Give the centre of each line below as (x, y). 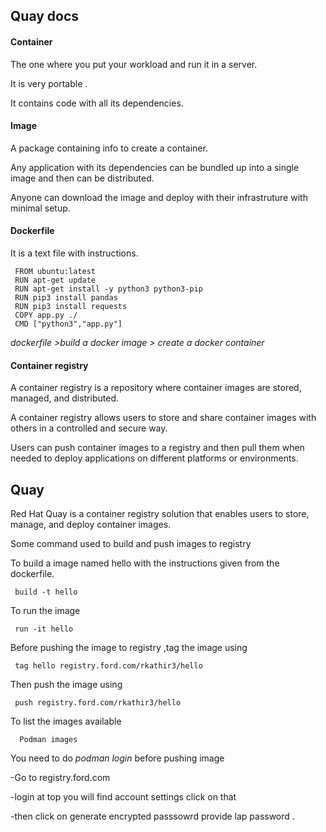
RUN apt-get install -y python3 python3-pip (108, 289)
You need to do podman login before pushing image (117, 758)
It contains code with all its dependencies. (97, 103)
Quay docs (45, 16)
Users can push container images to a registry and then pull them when (157, 448)
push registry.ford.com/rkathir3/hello (98, 703)
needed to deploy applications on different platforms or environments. (154, 458)
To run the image (45, 611)
